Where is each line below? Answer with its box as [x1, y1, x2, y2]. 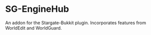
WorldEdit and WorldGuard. [5, 25, 62, 31]
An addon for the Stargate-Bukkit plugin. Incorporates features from [5, 20, 146, 26]
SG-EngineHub [5, 3, 69, 15]
